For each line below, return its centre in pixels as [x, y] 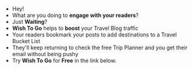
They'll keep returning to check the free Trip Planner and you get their [100, 47]
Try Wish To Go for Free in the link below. [64, 61]
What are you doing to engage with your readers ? [75, 15]
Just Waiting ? [30, 22]
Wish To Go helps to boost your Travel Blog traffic [75, 28]
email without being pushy [45, 54]
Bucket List [26, 41]
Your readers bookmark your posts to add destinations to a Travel [94, 35]
